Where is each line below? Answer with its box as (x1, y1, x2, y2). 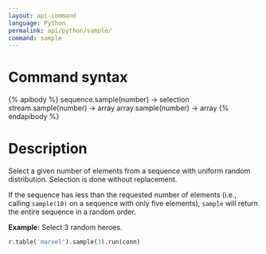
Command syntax (8, 69, 128, 86)
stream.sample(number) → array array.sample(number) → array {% (8, 103, 229, 113)
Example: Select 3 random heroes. (8, 223, 123, 232)
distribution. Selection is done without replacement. (8, 175, 178, 185)
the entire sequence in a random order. (8, 207, 136, 216)
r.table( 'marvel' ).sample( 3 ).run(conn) (8, 238, 141, 246)
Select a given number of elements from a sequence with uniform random (8, 166, 251, 176)
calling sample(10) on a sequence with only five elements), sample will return (8, 199, 259, 208)
